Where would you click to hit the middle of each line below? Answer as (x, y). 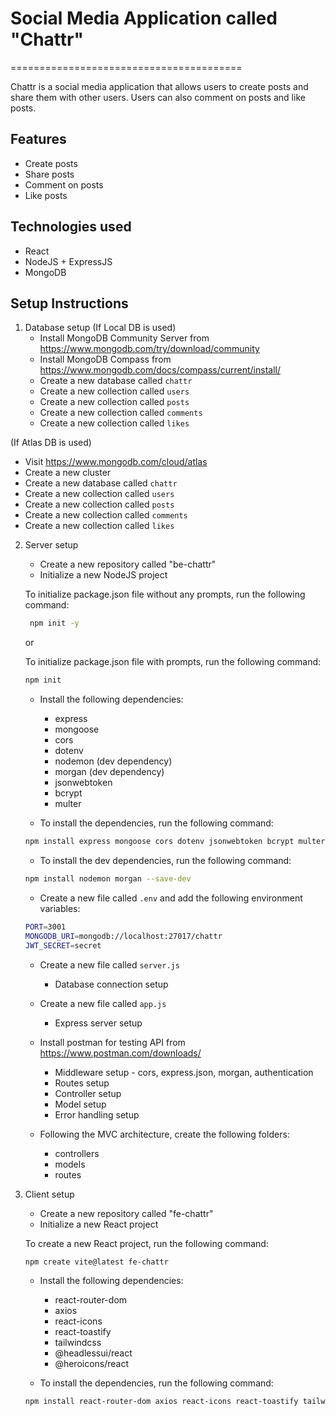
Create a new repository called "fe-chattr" (126, 1213)
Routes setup (82, 1083)
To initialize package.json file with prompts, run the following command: (173, 662)
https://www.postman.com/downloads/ (120, 1053)
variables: (60, 908)
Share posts (49, 174)
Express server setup (98, 1023)
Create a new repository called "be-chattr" (128, 564)
